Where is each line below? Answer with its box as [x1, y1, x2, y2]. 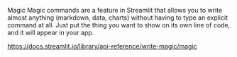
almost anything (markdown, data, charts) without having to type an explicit [7, 13, 228, 22]
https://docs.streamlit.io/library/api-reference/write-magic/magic [7, 42, 197, 50]
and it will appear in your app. [7, 28, 94, 37]
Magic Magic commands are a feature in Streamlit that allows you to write [7, 6, 223, 14]
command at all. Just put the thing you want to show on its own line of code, [7, 21, 231, 29]
